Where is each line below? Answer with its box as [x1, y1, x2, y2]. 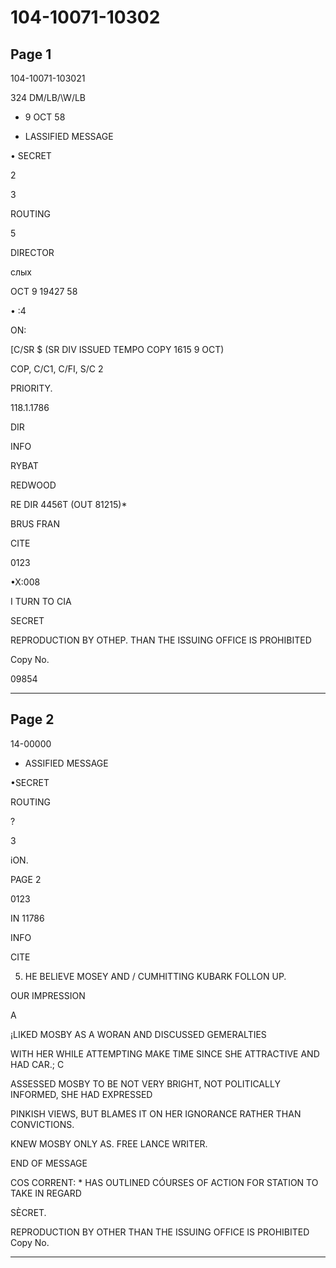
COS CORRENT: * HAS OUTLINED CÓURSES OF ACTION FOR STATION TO [10, 1176, 319, 1188]
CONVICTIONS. [10, 1118, 75, 1130]
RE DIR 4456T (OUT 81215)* [10, 499, 128, 510]
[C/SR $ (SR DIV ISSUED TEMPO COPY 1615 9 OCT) [10, 344, 225, 355]
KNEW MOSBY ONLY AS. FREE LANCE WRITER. [10, 1137, 208, 1150]
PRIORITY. [10, 382, 53, 394]
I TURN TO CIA [10, 596, 72, 607]
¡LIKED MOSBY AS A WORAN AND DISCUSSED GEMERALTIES [10, 1028, 267, 1040]
